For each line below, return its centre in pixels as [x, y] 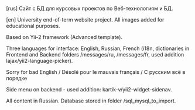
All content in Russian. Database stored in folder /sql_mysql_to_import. [91, 101]
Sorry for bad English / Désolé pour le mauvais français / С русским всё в [96, 72]
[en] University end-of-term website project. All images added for [85, 19]
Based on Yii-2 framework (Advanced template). [64, 37]
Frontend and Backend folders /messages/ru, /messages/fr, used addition [95, 54]
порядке [17, 78]
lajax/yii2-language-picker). [40, 61]
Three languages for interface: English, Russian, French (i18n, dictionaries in [98, 48]
